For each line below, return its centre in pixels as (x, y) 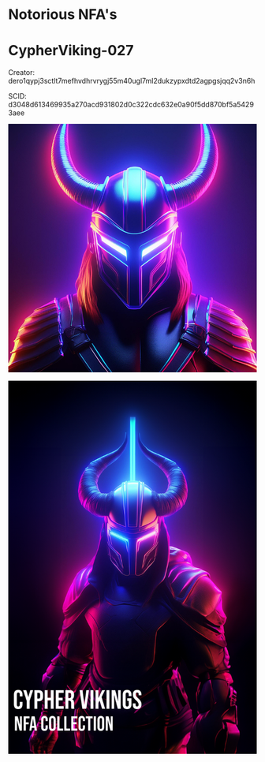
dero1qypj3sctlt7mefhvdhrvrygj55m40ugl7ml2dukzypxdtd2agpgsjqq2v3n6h (132, 81)
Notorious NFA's (63, 15)
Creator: (22, 73)
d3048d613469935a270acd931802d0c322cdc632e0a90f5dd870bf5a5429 (131, 105)
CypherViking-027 (71, 51)
